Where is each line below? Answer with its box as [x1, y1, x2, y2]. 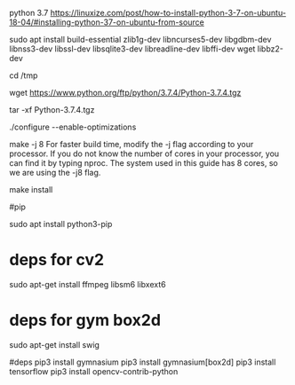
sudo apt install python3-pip [9, 219, 113, 229]
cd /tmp [9, 70, 38, 81]
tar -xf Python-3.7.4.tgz [9, 105, 95, 114]
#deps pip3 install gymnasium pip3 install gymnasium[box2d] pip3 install [9, 357, 276, 367]
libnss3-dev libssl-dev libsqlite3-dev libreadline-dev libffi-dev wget [9, 43, 256, 54]
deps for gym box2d [9, 310, 162, 331]
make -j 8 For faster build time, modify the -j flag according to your [9, 139, 254, 149]
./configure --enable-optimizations [9, 122, 137, 132]
